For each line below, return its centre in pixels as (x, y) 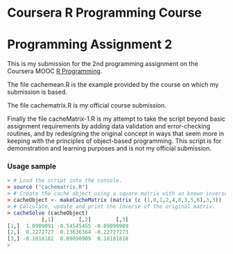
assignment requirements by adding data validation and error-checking (109, 126)
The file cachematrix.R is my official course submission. (87, 105)
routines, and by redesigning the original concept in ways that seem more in (116, 134)
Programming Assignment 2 (90, 45)
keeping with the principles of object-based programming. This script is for (114, 141)
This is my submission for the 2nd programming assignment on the (103, 64)
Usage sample (32, 167)
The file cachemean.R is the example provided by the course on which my (113, 85)
